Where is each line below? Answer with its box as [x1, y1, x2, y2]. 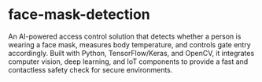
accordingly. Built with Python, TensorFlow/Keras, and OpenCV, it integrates [8, 48, 255, 58]
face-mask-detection [8, 6, 151, 24]
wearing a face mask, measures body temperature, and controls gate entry [8, 39, 252, 49]
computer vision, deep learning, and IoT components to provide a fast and [8, 57, 249, 66]
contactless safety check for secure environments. [8, 65, 173, 74]
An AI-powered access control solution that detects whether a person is [8, 32, 242, 41]
